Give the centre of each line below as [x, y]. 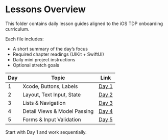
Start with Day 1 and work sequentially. [46, 132]
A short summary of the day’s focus [50, 49]
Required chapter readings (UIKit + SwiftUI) [58, 54]
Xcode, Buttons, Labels [50, 86]
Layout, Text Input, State [52, 95]
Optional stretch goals [36, 65]
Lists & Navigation [44, 103]
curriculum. [17, 29]
